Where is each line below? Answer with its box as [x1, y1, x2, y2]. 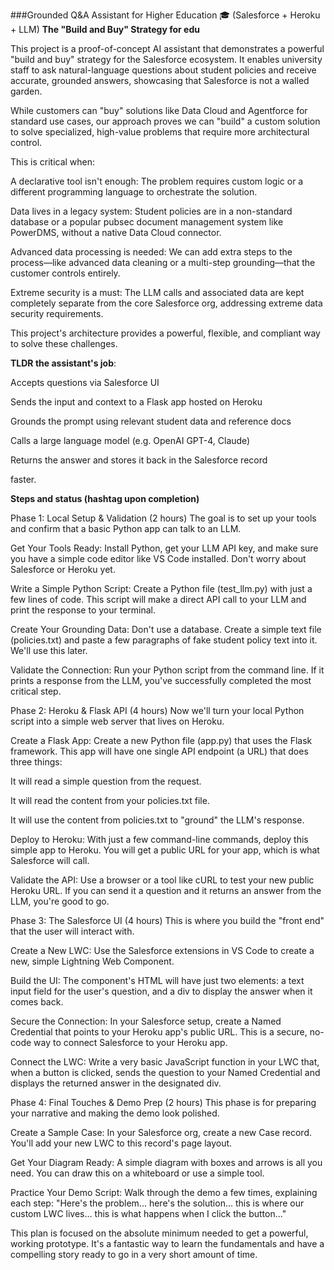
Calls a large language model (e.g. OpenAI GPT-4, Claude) [10, 435, 251, 446]
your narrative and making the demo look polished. [10, 1107, 220, 1119]
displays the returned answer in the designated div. [10, 1077, 222, 1089]
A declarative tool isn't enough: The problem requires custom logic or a [10, 175, 304, 187]
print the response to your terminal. [10, 604, 156, 616]
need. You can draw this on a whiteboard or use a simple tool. [10, 1167, 265, 1179]
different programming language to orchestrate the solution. [10, 186, 258, 198]
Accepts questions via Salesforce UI [10, 377, 160, 388]
